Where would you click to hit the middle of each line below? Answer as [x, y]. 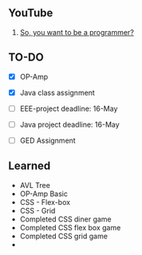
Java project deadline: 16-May [69, 124]
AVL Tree [35, 185]
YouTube [31, 13]
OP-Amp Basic [44, 194]
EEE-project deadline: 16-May [69, 108]
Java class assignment [57, 92]
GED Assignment [47, 140]
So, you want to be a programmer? [77, 32]
